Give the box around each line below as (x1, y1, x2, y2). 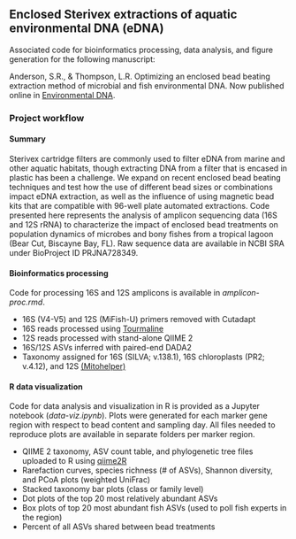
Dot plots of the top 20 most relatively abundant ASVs (21, 493, 218, 504)
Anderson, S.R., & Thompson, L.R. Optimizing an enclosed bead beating (9, 71, 271, 81)
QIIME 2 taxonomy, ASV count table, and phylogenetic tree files (21, 446, 254, 457)
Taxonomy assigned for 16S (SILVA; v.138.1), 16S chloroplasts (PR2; (21, 351, 265, 362)
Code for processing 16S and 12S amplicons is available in (9, 288, 221, 298)
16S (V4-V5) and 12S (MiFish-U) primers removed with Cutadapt (21, 314, 256, 325)
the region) (21, 512, 63, 523)
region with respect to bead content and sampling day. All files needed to (9, 420, 276, 430)
